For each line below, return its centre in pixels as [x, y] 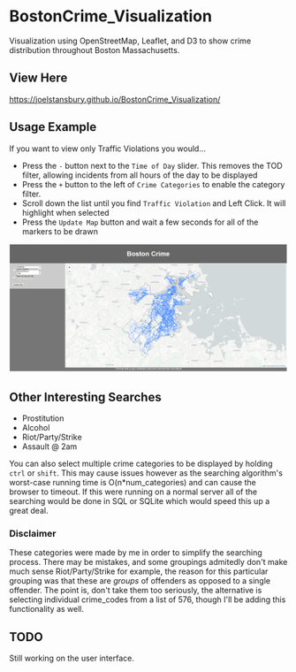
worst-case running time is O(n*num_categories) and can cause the [133, 483]
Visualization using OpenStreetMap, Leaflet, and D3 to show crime [130, 41]
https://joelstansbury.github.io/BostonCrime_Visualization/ [115, 99]
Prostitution [43, 418]
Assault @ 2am [49, 447]
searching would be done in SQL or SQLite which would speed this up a [140, 501]
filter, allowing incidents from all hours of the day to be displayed [140, 175]
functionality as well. [47, 609]
